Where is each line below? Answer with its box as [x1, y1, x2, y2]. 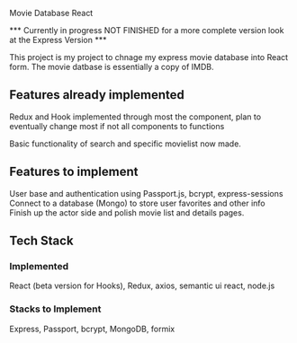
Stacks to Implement [9, 303, 102, 315]
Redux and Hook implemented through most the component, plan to [9, 111, 262, 122]
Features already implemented [9, 87, 184, 102]
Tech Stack [9, 233, 74, 249]
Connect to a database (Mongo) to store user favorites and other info [9, 198, 265, 208]
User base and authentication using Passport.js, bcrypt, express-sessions [9, 188, 283, 198]
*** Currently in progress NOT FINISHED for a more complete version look [9, 25, 284, 35]
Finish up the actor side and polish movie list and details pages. [9, 207, 245, 218]
